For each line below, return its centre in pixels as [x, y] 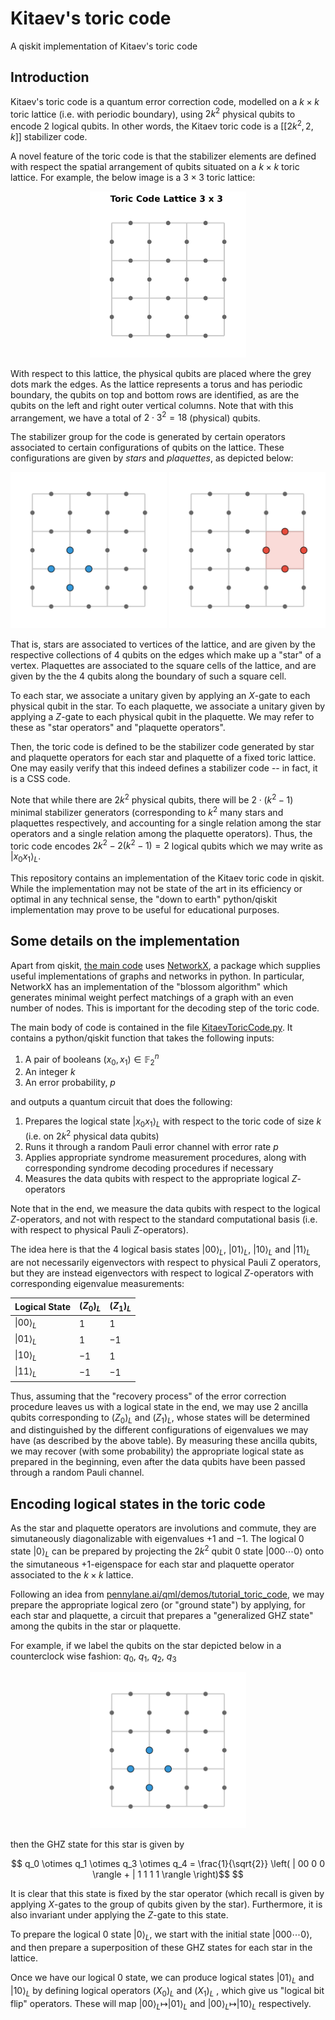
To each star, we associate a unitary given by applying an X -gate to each [160, 696]
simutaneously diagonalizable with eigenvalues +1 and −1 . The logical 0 [157, 1539]
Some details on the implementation [125, 941]
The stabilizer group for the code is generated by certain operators [148, 437]
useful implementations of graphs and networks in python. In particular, [157, 976]
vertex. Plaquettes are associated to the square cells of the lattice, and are [163, 666]
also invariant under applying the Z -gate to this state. [119, 1915]
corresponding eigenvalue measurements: [97, 1283]
